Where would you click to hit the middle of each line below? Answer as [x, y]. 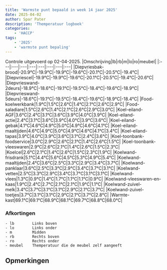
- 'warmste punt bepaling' [42, 47]
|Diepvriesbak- [89, 67]
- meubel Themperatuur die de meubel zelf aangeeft [64, 245]
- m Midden [26, 232]
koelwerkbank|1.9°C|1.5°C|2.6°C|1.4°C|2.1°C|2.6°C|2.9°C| [65, 104]
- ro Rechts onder [32, 241]
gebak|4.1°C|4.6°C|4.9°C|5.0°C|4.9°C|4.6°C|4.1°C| [57, 125]
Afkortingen [20, 213]
